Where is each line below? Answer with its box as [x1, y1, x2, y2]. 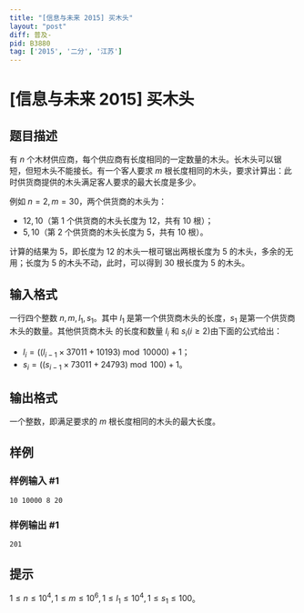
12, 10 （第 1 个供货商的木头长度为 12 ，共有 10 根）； [22, 216, 214, 226]
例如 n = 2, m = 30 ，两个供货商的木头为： [9, 196, 167, 207]
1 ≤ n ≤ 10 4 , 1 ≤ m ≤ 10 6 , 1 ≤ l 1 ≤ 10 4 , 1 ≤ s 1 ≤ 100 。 [9, 591, 200, 606]
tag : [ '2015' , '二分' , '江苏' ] [9, 47, 123, 56]
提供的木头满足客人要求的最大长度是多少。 [40, 176, 201, 187]
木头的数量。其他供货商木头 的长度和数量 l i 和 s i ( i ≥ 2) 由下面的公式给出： [9, 325, 282, 338]
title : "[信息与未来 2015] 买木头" [9, 13, 134, 23]
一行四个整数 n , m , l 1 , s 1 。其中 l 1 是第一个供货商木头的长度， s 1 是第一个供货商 [9, 312, 296, 326]
